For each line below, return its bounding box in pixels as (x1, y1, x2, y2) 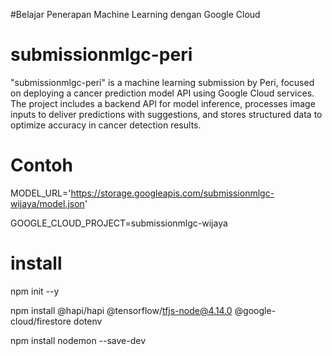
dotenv (73, 315, 103, 327)
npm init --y (10, 285, 60, 297)
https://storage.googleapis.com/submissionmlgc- (70, 187, 275, 199)
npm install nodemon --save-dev (10, 334, 147, 346)
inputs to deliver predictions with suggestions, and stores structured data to (10, 108, 323, 120)
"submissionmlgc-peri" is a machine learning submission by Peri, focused (10, 76, 315, 88)
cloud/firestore (10, 315, 72, 327)
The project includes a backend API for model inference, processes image (10, 97, 316, 109)
